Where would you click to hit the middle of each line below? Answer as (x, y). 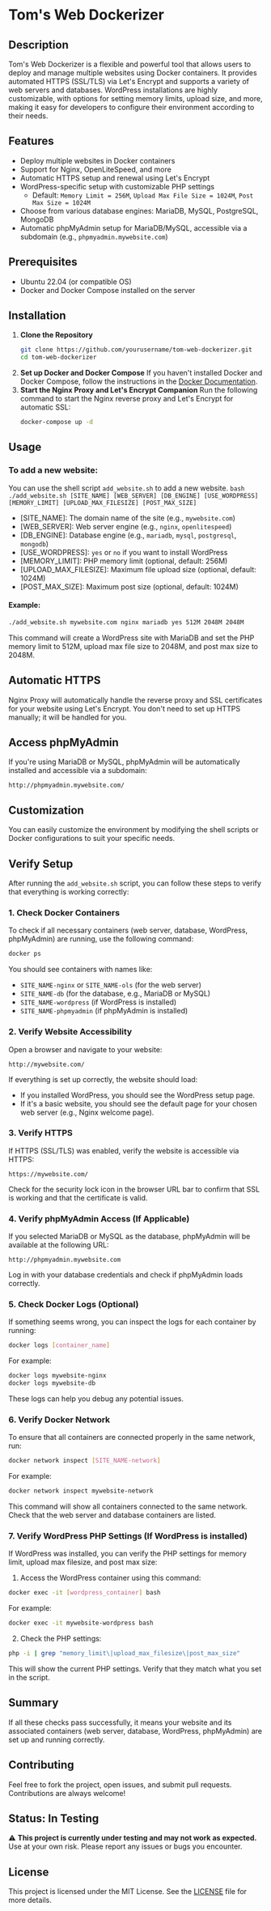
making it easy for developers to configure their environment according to (131, 107)
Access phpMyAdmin (64, 743)
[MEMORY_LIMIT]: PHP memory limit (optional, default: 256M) (124, 561)
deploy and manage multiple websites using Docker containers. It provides (133, 73)
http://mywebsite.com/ (47, 1064)
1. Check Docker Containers (64, 913)
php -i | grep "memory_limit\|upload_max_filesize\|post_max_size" (125, 1654)
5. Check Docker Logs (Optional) (74, 1305)
